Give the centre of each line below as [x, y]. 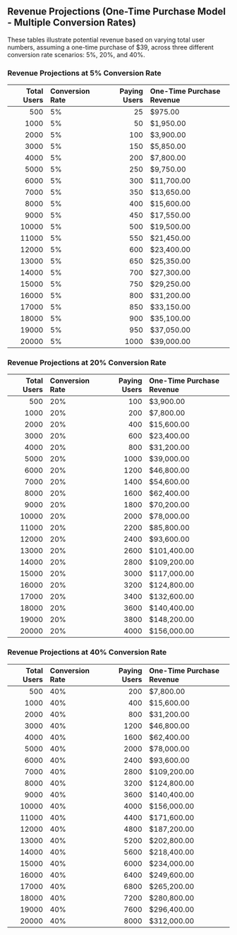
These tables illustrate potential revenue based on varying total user [106, 40]
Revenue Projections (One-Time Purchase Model [116, 12]
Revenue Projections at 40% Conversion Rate [87, 653]
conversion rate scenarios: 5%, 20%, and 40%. [77, 54]
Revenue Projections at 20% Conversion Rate [87, 363]
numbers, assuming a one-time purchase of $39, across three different [110, 47]
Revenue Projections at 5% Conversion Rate [85, 73]
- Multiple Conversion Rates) [72, 23]
